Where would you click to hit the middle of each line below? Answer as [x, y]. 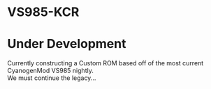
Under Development [67, 44]
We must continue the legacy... [52, 78]
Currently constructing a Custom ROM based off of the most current [105, 63]
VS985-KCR [43, 12]
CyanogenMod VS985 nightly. [51, 71]
